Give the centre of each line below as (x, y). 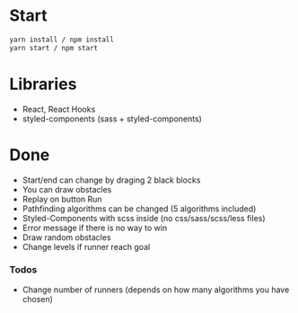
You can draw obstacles (67, 189)
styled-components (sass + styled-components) (112, 119)
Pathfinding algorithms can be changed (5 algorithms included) (139, 209)
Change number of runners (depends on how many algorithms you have (156, 290)
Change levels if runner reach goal (86, 246)
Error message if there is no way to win (95, 228)
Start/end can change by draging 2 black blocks (111, 180)
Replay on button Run (62, 199)
